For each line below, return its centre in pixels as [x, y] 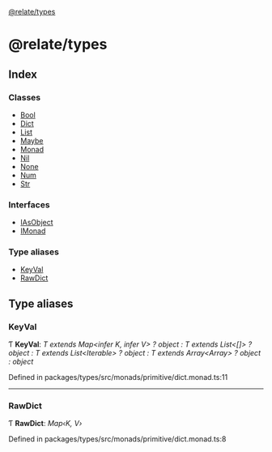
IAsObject [37, 223]
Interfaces [29, 204]
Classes [25, 97]
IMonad [33, 231]
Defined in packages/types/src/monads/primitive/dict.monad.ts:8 [117, 439]
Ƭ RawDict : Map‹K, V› [45, 424]
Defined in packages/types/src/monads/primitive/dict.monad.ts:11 [118, 377]
